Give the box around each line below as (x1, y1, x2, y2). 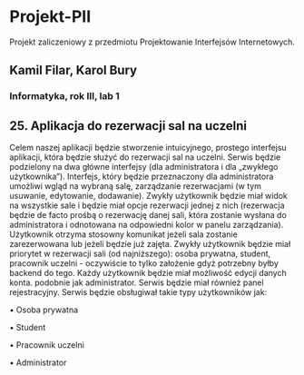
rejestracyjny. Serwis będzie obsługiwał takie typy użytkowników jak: (9, 287, 268, 298)
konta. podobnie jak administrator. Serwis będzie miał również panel (9, 277, 265, 288)
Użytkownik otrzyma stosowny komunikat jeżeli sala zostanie (9, 229, 238, 240)
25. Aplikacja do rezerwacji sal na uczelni (9, 118, 248, 133)
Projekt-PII (9, 6, 92, 27)
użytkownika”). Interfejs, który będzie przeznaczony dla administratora (9, 171, 274, 183)
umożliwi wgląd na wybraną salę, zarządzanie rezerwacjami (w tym (9, 181, 261, 192)
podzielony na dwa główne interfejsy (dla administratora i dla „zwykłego (9, 162, 279, 173)
